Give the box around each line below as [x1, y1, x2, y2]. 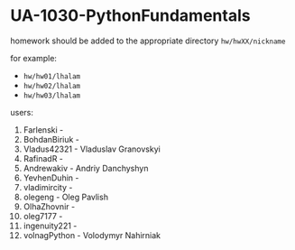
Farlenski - [23, 124, 64, 135]
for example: [10, 52, 58, 63]
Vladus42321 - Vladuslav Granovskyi [23, 144, 161, 154]
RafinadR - [23, 153, 64, 163]
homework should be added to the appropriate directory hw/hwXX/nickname [10, 35, 286, 46]
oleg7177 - [23, 210, 63, 221]
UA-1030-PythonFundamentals [10, 5, 251, 26]
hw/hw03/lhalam [23, 91, 81, 100]
